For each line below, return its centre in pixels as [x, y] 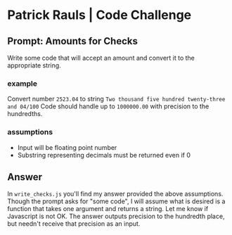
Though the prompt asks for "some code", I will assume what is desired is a [116, 201]
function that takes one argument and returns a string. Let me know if [108, 209]
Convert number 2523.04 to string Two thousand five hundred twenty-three [116, 99]
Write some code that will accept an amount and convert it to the [101, 58]
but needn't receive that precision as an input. [74, 224]
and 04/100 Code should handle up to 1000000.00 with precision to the [108, 106]
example [22, 83]
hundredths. [25, 114]
